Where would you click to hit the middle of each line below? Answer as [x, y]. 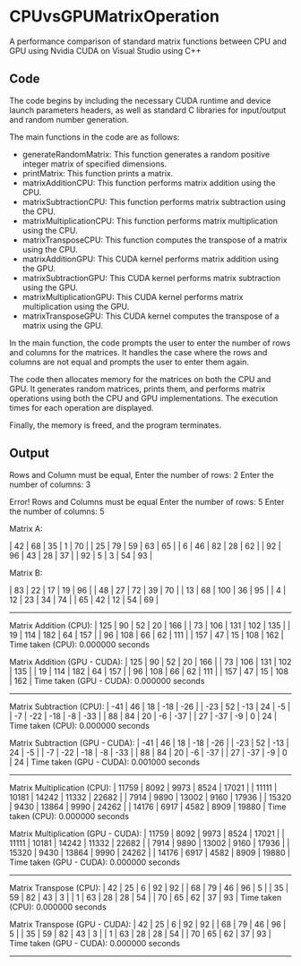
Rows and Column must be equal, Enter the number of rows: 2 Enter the [142, 474]
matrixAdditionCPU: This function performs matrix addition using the [149, 183]
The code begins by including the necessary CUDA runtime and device [140, 100]
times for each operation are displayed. [82, 407]
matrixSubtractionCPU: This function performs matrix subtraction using [154, 201]
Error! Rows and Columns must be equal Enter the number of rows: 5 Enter [147, 501]
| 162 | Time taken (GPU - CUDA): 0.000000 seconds [107, 680]
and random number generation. [69, 119]
